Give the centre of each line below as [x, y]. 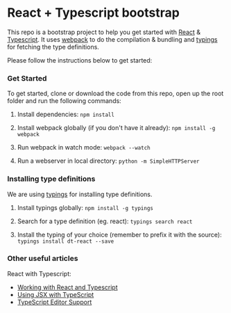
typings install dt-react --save [66, 241]
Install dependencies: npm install [66, 114]
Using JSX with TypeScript [55, 294]
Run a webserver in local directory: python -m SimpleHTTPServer [108, 161]
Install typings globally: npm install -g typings [85, 207]
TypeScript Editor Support [54, 302]
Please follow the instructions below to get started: [80, 60]
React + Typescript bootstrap [94, 13]
